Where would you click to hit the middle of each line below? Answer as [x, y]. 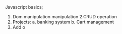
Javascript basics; [24, 7]
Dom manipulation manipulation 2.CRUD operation [65, 17]
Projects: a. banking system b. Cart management [63, 22]
